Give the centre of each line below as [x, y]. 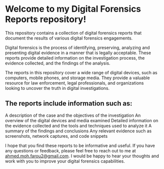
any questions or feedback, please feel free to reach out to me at [70, 150]
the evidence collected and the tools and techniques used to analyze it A [78, 126]
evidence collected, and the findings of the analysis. [58, 63]
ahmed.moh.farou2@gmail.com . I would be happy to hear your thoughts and [82, 156]
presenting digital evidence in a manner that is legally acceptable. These [78, 53]
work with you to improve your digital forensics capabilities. [65, 161]
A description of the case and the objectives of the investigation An [73, 115]
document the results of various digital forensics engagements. [69, 38]
